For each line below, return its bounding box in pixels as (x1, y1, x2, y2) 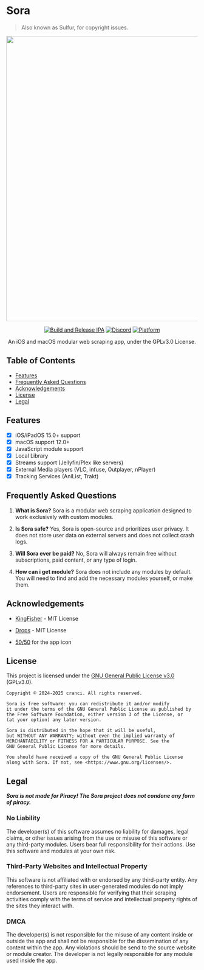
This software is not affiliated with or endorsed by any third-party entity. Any (6, 876, 198, 883)
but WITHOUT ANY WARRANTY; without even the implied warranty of (6, 733, 175, 739)
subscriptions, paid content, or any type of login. (15, 556, 137, 564)
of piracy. (6, 798, 32, 806)
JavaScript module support (15, 445, 84, 452)
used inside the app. (6, 957, 58, 965)
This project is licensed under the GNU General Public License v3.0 (6, 672, 175, 679)
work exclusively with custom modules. (15, 513, 114, 520)
